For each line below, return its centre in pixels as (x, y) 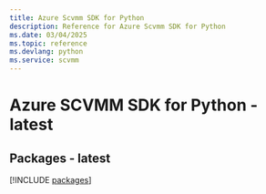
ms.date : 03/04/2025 (49, 35)
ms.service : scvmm (44, 60)
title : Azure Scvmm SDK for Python (77, 18)
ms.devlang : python (46, 52)
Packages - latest (60, 158)
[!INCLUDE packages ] (51, 180)
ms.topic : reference (49, 43)
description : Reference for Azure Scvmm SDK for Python (118, 26)
